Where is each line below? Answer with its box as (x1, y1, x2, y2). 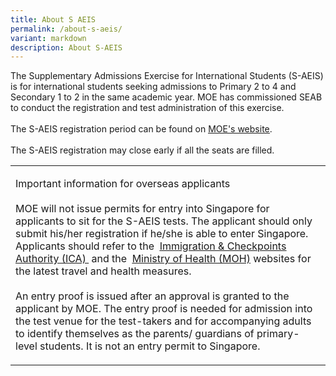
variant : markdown (10, 33, 87, 43)
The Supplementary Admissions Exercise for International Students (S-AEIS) (10, 70, 324, 82)
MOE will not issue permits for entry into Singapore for (15, 202, 270, 216)
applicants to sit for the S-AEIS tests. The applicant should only (15, 214, 313, 228)
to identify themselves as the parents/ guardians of (15, 327, 255, 341)
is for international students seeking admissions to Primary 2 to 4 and (10, 81, 297, 93)
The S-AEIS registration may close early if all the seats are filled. (10, 144, 275, 156)
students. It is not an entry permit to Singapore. (39, 339, 261, 353)
